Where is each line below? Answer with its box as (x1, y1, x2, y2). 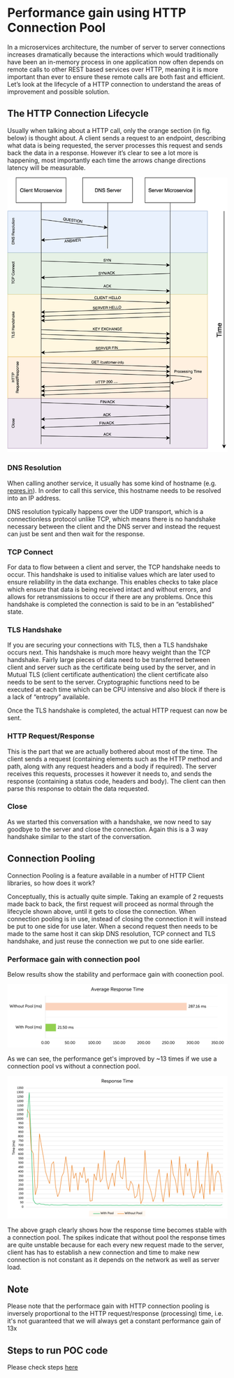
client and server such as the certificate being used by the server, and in (7, 663, 216, 672)
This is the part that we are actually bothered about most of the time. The (7, 747, 218, 756)
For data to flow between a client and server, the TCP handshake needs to (7, 563, 221, 571)
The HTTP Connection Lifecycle (7, 108, 149, 120)
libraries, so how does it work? (7, 879, 96, 887)
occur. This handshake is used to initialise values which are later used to (7, 570, 215, 578)
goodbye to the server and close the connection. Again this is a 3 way (7, 825, 208, 833)
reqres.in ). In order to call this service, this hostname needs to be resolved (7, 486, 221, 494)
